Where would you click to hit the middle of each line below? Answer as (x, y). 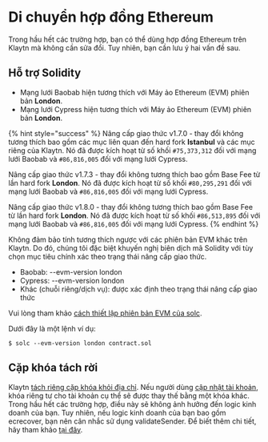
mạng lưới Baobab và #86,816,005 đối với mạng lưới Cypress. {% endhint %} (134, 223)
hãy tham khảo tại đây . (46, 429)
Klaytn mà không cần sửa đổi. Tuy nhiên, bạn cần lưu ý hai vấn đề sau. (125, 47)
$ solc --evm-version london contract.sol (80, 343)
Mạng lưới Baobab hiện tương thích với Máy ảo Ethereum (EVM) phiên (134, 92)
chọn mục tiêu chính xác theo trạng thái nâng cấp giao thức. (108, 256)
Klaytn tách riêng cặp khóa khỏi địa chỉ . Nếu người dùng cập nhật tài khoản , (133, 387)
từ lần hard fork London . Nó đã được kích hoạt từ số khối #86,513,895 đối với (134, 215)
